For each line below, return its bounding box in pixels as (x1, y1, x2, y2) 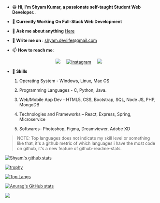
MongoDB (19, 102, 40, 107)
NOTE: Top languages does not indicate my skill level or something (16, 135, 150, 141)
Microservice (19, 117, 46, 122)
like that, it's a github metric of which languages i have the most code (16, 140, 156, 146)
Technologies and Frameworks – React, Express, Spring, (19, 111, 132, 117)
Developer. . (12, 9, 36, 15)
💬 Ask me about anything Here (12, 28, 75, 34)
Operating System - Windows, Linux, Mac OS (19, 78, 110, 84)
